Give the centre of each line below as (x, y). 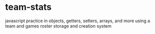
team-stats (28, 7)
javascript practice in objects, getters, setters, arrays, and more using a (78, 21)
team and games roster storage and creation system (58, 26)
